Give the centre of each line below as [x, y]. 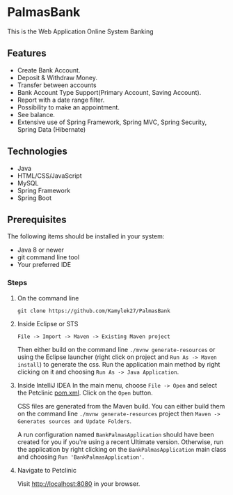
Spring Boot [34, 198]
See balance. [36, 114]
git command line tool [48, 257]
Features [27, 53]
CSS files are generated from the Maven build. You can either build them [121, 406]
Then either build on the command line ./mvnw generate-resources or [116, 349]
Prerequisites [37, 219]
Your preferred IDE [44, 265]
